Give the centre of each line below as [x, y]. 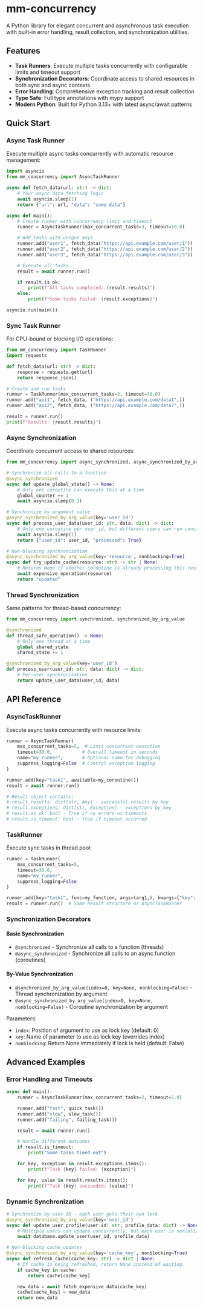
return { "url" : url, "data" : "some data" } [71, 205]
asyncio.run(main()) [32, 310]
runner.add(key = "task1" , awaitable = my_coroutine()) [72, 780]
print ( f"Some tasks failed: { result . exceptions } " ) [93, 299]
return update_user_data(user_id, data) [69, 680]
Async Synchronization [41, 437]
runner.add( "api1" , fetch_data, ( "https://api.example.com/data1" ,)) [96, 400]
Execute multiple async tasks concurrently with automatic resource [90, 154]
